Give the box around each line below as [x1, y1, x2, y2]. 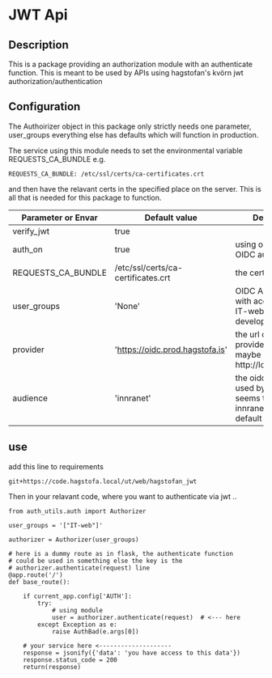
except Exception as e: [37, 621, 117, 629]
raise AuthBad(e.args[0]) [51, 627, 139, 636]
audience [12, 392, 49, 404]
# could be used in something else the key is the [8, 557, 183, 565]
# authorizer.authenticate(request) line [8, 564, 151, 572]
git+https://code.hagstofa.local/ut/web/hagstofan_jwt [8, 477, 198, 485]
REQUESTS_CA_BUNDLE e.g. [8, 154, 106, 163]
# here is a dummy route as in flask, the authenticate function [8, 549, 233, 557]
